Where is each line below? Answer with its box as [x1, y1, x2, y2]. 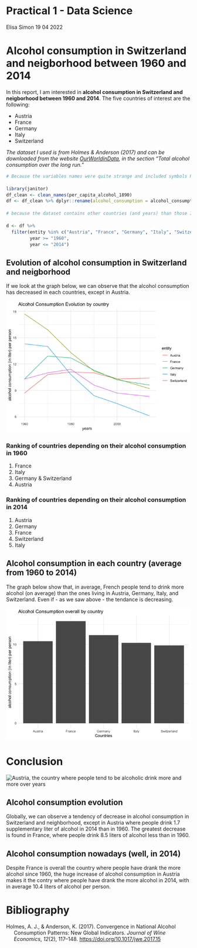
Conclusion [6, 755, 63, 768]
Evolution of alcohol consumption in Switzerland [6, 257, 187, 268]
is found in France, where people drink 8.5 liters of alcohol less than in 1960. [6, 832, 191, 839]
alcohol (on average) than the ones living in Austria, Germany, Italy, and [6, 589, 179, 597]
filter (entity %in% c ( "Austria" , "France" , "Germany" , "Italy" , [11, 229, 172, 235]
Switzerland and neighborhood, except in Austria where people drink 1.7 [6, 819, 181, 826]
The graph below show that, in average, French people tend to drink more [6, 583, 184, 590]
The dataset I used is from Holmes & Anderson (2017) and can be [6, 149, 165, 156]
